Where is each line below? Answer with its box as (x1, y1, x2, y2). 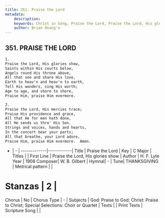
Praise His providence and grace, (5, 111, 76, 116)
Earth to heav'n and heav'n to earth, (5, 80, 84, 85)
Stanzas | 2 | (5, 181, 57, 192)
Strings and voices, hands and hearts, (5, 125, 87, 130)
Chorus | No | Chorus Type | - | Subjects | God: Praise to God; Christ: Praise (5, 197, 159, 203)
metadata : (5, 12, 26, 17)
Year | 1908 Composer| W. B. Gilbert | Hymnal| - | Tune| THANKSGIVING (12, 158, 159, 164)
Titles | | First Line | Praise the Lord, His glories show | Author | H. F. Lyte (12, 153, 160, 159)
